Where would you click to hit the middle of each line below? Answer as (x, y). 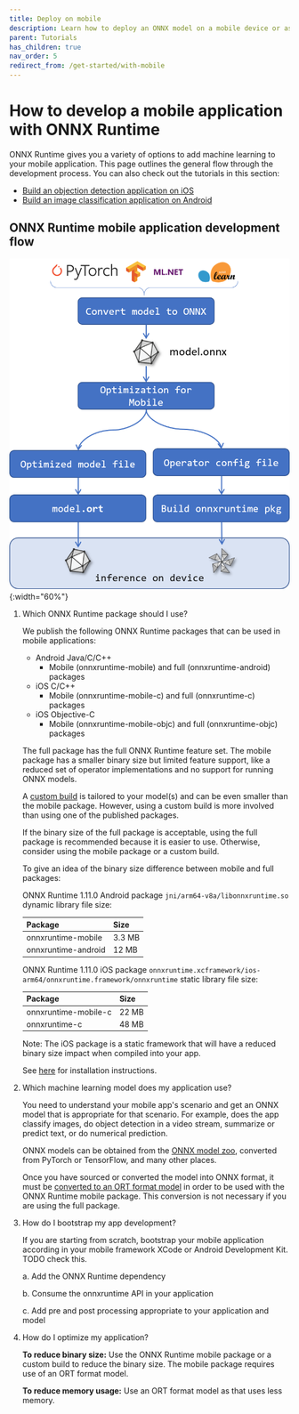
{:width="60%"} (39, 597)
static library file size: (219, 979)
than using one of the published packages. (101, 815)
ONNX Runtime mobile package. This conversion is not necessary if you (154, 1196)
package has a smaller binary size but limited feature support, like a (146, 760)
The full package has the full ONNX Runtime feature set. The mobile (146, 751)
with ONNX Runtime (85, 130)
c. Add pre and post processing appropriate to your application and (145, 1311)
